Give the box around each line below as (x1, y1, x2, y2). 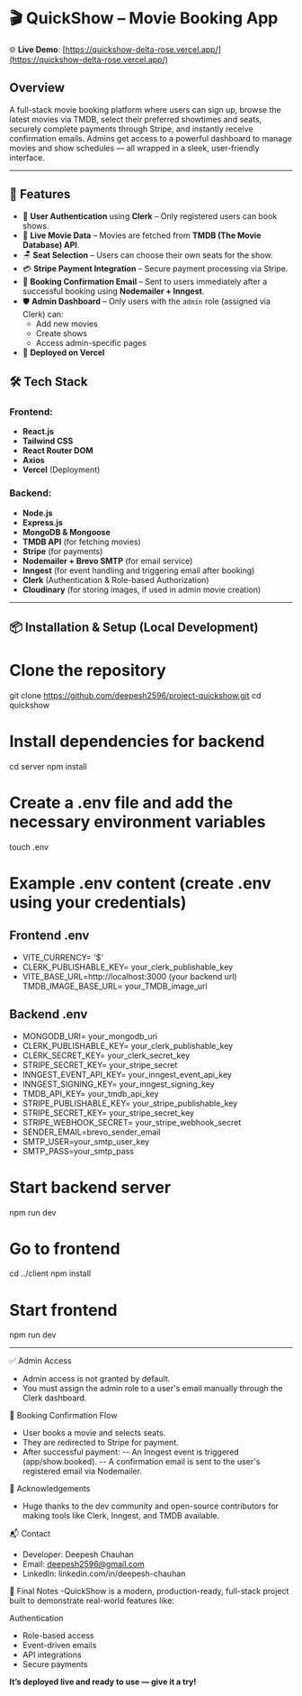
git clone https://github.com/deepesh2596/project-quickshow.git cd (9, 689, 262, 700)
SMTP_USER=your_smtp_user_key (22, 1135, 150, 1146)
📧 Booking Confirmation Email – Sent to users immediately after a (22, 276, 268, 287)
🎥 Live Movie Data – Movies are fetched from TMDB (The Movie (22, 230, 262, 241)
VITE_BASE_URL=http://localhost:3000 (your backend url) (22, 971, 237, 981)
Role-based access (22, 1630, 94, 1641)
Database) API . (22, 239, 80, 250)
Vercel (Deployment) (22, 464, 101, 475)
